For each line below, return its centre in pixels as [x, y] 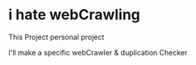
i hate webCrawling [75, 15]
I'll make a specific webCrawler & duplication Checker [98, 52]
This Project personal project [56, 37]
